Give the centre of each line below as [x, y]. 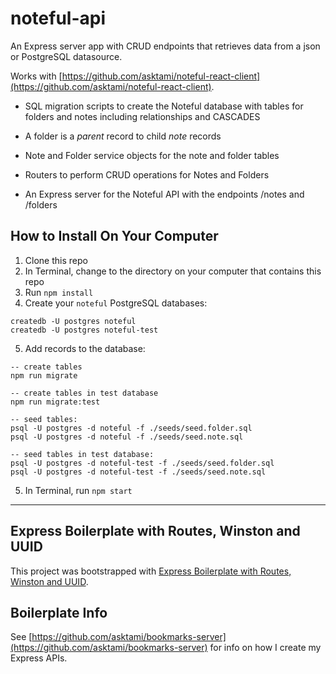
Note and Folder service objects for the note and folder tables [152, 155]
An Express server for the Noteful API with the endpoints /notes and [164, 194]
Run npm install [59, 292]
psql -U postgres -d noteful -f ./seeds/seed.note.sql [127, 437]
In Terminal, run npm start [78, 490]
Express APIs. [39, 658]
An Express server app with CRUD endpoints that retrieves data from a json [165, 46]
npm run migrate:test [55, 402]
